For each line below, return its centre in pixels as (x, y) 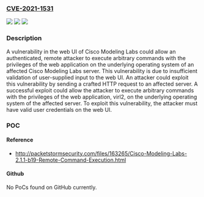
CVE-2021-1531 (30, 9)
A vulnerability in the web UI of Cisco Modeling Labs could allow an (91, 51)
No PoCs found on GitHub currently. (52, 187)
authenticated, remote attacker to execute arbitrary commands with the (96, 58)
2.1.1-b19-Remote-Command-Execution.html (71, 160)
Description (24, 38)
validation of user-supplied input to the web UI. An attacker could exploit (97, 77)
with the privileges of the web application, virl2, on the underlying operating (102, 97)
